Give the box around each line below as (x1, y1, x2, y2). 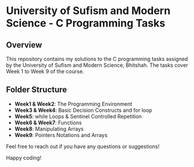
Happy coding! (6, 154, 42, 161)
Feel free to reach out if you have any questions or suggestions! (6, 142, 160, 150)
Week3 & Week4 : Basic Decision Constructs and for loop (14, 107, 153, 114)
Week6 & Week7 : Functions (14, 119, 82, 126)
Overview (6, 40, 43, 50)
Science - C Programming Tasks (6, 16, 165, 30)
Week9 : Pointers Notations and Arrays (14, 131, 108, 138)
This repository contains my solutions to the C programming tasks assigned (6, 56, 188, 62)
